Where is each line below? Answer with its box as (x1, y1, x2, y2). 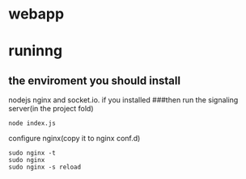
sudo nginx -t (8, 149, 57, 157)
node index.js (8, 119, 57, 127)
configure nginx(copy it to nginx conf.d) (8, 134, 141, 144)
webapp (8, 5, 65, 23)
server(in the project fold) (8, 104, 95, 114)
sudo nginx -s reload (8, 163, 82, 172)
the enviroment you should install (8, 73, 180, 87)
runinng (8, 42, 63, 60)
